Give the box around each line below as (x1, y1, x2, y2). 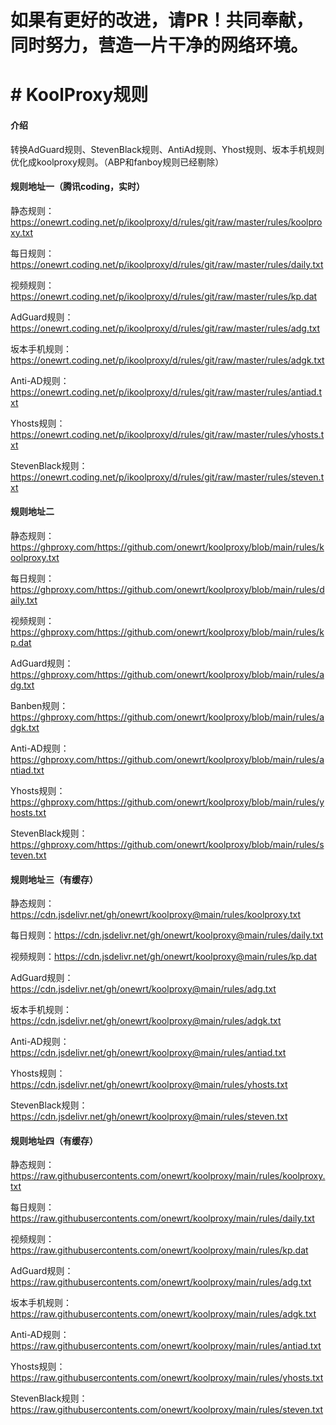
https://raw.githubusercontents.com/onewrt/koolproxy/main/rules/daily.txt (10, 1212, 315, 1225)
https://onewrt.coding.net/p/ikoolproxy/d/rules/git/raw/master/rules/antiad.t (10, 386, 323, 398)
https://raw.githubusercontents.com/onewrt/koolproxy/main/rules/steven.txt (10, 1404, 324, 1416)
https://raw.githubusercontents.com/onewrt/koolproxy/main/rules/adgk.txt (10, 1308, 317, 1320)
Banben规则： (10, 699, 69, 711)
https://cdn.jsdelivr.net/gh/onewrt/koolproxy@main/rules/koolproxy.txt (10, 909, 301, 921)
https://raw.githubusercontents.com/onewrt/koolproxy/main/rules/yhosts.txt (10, 1372, 324, 1384)
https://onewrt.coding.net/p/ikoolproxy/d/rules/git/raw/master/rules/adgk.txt (10, 354, 325, 366)
